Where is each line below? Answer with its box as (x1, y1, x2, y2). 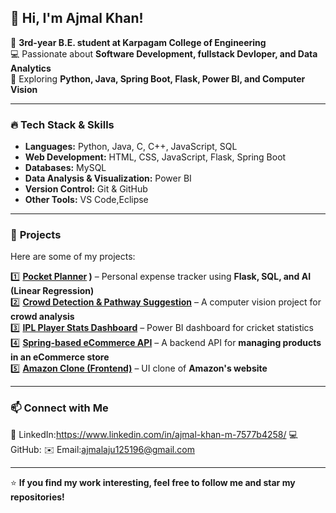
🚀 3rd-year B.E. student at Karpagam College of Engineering (10, 36, 267, 48)
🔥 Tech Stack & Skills (10, 117, 115, 131)
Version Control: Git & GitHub (24, 183, 148, 195)
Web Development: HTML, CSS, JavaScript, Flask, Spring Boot (24, 151, 287, 163)
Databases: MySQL (24, 162, 107, 174)
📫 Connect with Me (10, 401, 109, 415)
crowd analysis (10, 311, 75, 323)
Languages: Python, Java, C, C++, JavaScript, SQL (24, 141, 238, 153)
